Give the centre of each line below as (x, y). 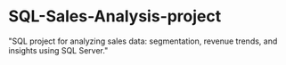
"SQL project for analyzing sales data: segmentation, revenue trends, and (143, 41)
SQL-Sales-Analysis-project (115, 16)
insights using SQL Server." (58, 50)
